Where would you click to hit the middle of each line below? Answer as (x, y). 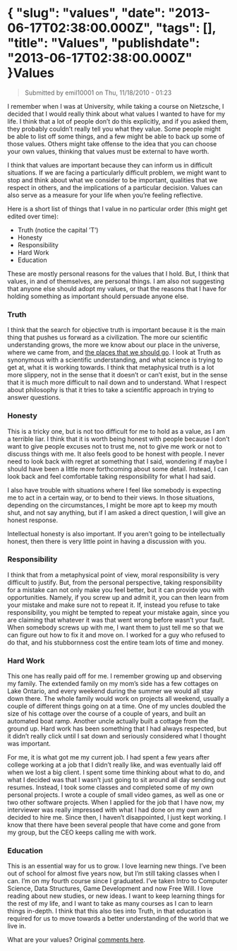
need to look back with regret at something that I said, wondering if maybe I (117, 461)
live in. (17, 926)
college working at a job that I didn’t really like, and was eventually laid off (115, 765)
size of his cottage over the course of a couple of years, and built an (107, 714)
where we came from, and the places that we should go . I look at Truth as (114, 353)
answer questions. (34, 398)
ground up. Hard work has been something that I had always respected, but (117, 728)
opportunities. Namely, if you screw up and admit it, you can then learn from (118, 597)
